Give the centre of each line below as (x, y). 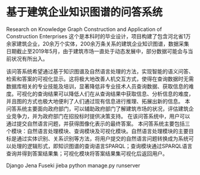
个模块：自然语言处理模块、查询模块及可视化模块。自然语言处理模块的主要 (97, 131)
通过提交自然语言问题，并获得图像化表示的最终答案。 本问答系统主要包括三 (98, 124)
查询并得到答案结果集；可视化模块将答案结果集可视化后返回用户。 (87, 153)
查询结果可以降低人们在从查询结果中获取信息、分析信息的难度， (115, 94)
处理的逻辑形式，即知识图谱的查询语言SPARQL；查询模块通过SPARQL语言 (102, 146)
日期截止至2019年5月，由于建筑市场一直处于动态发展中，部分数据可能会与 (97, 51)
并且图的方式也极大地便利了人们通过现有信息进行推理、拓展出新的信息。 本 (98, 101)
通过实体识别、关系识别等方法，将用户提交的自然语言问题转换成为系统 (102, 139)
